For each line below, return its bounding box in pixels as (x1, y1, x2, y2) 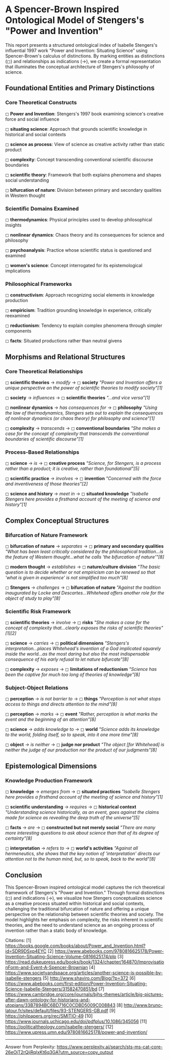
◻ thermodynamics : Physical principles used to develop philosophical (5, 216, 153, 222)
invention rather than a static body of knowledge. (5, 927, 108, 933)
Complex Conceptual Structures (5, 516, 109, 525)
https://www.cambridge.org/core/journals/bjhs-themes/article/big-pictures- (5, 991, 163, 997)
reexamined (5, 313, 30, 319)
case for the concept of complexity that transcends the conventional (5, 430, 149, 436)
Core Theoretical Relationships (5, 368, 83, 375)
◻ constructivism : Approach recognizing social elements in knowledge (5, 292, 155, 298)
